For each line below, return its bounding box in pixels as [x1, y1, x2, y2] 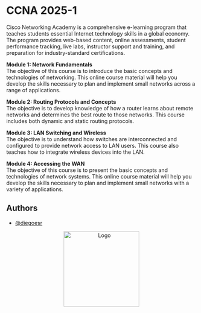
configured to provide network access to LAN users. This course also [6, 142, 179, 149]
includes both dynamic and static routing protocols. [6, 117, 135, 124]
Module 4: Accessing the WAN [6, 160, 85, 167]
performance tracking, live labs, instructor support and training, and [6, 43, 175, 50]
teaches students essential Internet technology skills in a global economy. [6, 30, 190, 37]
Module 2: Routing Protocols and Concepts [6, 98, 116, 106]
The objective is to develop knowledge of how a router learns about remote [6, 104, 194, 112]
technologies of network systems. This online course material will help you [6, 172, 192, 180]
